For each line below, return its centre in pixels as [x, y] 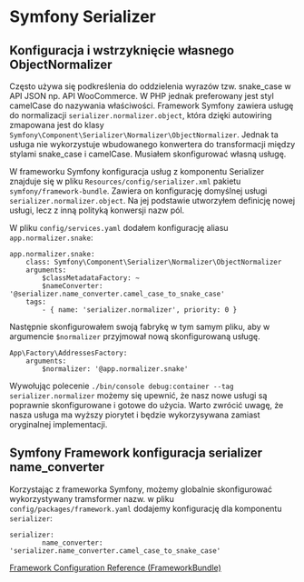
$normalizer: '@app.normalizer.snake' [115, 369]
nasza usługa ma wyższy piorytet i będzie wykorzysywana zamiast [135, 415]
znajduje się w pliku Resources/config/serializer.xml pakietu [125, 181]
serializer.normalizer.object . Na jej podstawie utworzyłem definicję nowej [152, 201]
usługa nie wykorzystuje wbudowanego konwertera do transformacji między [152, 144]
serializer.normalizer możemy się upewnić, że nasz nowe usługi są [138, 396]
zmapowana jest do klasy [57, 125]
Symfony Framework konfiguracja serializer [136, 453]
